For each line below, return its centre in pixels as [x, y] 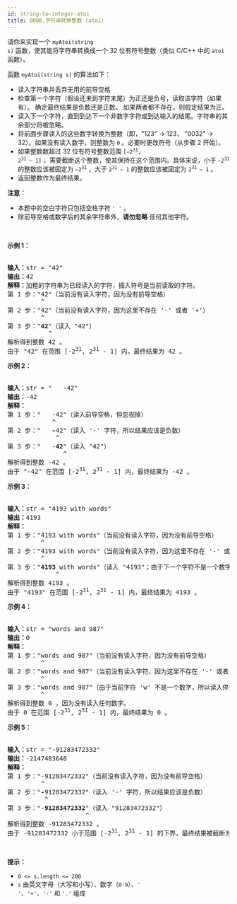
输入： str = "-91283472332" [54, 750]
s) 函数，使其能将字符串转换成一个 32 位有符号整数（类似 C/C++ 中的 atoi [116, 50]
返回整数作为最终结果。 [51, 178]
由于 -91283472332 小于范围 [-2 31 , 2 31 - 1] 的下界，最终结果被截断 [116, 832]
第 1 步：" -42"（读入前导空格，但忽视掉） [77, 415]
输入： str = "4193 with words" [59, 509]
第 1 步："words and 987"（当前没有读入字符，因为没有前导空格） [109, 656]
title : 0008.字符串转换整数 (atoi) [56, 21]
